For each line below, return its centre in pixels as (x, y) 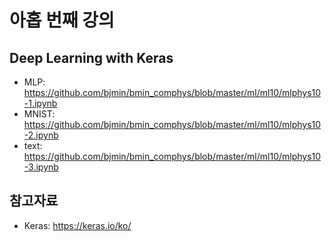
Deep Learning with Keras (91, 57)
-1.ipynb (40, 103)
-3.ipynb (41, 167)
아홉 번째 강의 (62, 20)
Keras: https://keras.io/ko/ (77, 225)
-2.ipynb (41, 135)
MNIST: (39, 114)
